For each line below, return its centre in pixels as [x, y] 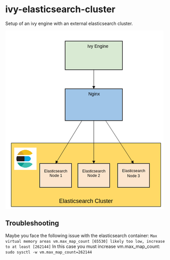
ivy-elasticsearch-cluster [60, 9]
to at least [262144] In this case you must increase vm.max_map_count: [83, 246]
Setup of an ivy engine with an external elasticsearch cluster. [69, 23]
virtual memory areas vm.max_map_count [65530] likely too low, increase [85, 241]
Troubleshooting [32, 223]
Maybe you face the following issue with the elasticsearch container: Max [81, 236]
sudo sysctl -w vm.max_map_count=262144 [49, 252]
